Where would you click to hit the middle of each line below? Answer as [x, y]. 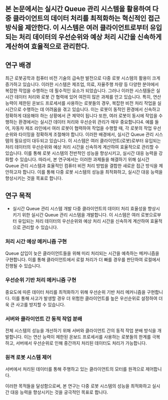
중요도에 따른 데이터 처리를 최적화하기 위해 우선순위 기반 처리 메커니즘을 [75, 292]
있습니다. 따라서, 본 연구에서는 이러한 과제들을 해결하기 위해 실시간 [85, 160]
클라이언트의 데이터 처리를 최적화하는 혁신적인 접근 [87, 18]
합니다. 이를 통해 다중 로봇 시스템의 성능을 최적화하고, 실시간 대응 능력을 [93, 172]
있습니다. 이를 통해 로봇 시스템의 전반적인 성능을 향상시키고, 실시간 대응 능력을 [81, 153]
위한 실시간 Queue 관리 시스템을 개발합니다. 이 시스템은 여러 [81, 215]
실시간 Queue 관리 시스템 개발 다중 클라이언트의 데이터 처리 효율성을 [79, 209]
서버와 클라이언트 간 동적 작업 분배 [44, 318]
